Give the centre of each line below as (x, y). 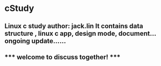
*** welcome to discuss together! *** (63, 57)
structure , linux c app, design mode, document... (80, 33)
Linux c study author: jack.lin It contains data (74, 26)
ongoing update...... (35, 41)
